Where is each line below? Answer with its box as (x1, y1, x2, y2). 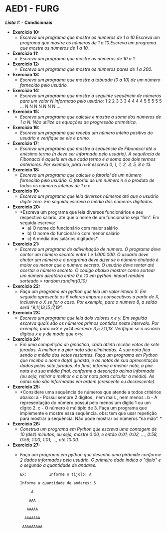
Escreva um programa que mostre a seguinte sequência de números (19, 93, 162, 99)
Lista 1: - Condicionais (5, 19, 53, 25)
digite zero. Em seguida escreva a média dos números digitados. (19, 198, 154, 204)
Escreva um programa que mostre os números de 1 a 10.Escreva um (19, 34, 161, 40)
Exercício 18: (12, 166, 40, 172)
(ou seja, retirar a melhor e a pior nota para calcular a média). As (19, 373, 155, 379)
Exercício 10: (12, 29, 40, 35)
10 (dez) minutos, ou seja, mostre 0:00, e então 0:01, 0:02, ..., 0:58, (19, 431, 158, 437)
